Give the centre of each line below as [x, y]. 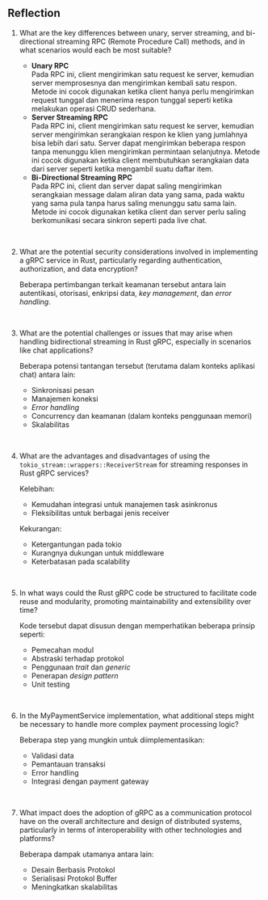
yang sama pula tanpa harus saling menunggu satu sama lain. [134, 203]
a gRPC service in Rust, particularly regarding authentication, [121, 260]
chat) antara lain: [47, 374]
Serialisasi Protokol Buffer [74, 878]
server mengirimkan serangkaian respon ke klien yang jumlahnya [139, 134]
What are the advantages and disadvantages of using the [115, 455]
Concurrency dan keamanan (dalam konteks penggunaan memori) [142, 416]
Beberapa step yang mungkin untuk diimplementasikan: [112, 740]
